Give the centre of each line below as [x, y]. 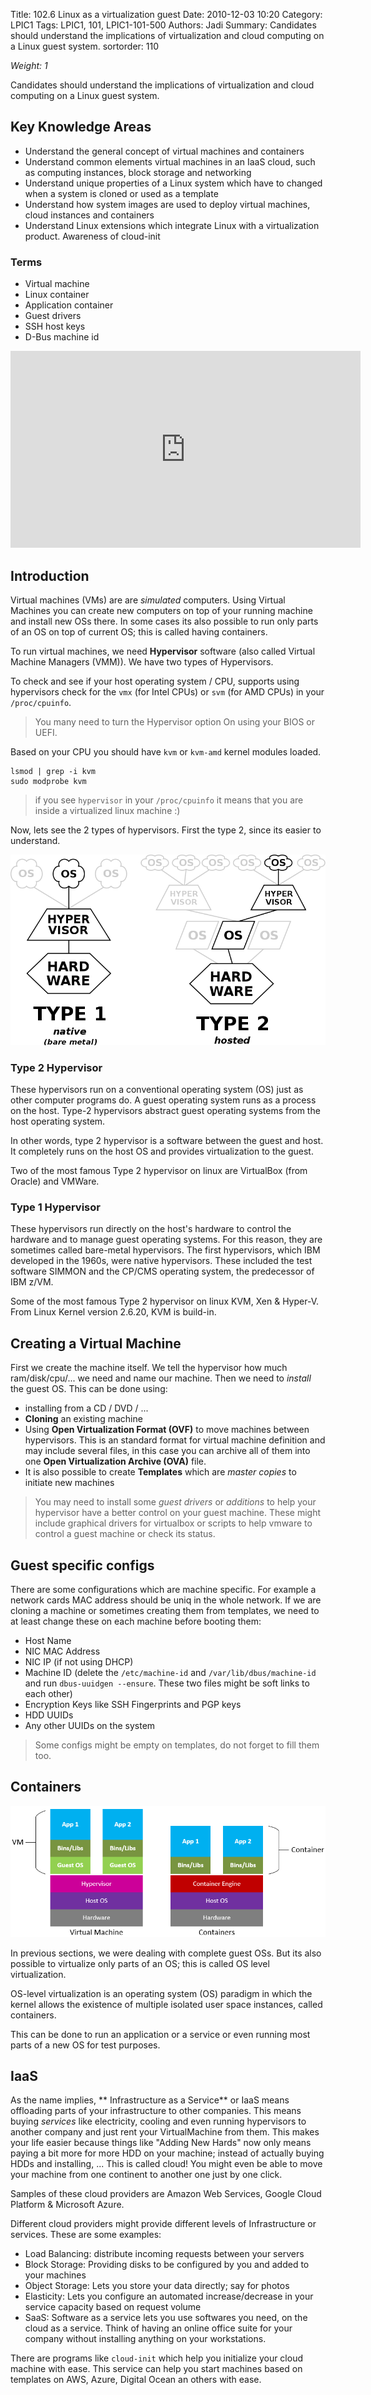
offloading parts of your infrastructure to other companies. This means [156, 2111]
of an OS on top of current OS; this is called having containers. [139, 631]
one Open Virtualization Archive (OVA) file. [115, 1461]
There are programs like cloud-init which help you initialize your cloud [157, 2358]
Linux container [57, 295]
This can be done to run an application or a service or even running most [160, 2034]
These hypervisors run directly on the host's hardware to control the [151, 1229]
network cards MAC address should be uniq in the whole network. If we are [166, 1600]
